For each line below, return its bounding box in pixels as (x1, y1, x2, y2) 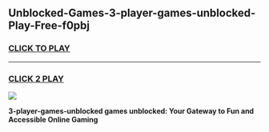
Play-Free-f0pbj (8, 19, 90, 33)
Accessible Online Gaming (8, 114, 98, 124)
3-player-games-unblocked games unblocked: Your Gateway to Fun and (8, 106, 255, 115)
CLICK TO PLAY (8, 43, 70, 54)
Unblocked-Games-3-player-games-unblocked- (8, 6, 256, 20)
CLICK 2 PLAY (8, 73, 64, 84)
